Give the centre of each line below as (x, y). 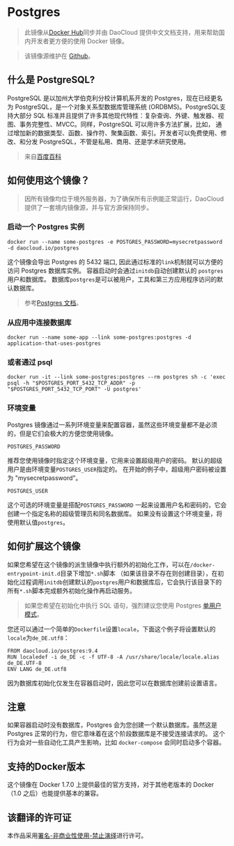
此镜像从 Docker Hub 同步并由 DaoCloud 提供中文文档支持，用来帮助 (122, 32)
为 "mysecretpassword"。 (45, 477)
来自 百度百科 (42, 156)
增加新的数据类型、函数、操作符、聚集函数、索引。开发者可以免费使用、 (117, 132)
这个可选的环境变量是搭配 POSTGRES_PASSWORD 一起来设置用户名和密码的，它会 (117, 505)
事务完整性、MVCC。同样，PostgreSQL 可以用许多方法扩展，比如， (117, 124)
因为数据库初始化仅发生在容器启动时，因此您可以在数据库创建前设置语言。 (114, 683)
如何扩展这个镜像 (44, 547)
